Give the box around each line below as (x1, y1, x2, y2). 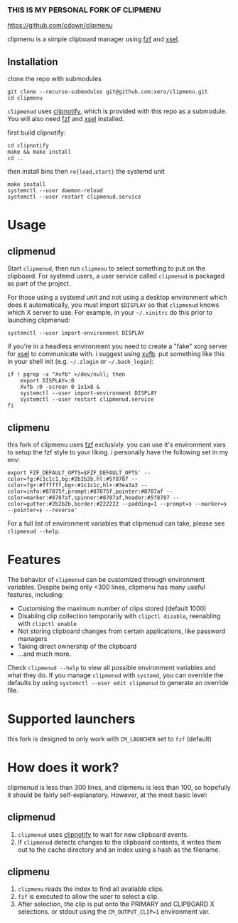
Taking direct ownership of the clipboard (17, 642, 137, 650)
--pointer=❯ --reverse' (7, 506, 78, 513)
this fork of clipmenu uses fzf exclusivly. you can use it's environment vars (7, 440, 226, 449)
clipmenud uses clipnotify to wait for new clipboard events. (17, 830, 189, 838)
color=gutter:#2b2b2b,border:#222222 (7, 500, 119, 507)
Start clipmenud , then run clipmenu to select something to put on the (7, 264, 206, 273)
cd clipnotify (7, 142, 50, 150)
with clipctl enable (17, 619, 77, 627)
